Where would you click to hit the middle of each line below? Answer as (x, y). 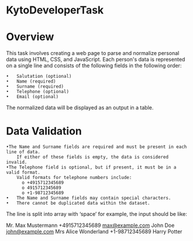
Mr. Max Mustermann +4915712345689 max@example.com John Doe (90, 225)
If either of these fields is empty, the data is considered (92, 157)
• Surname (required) (35, 87)
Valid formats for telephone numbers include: (74, 178)
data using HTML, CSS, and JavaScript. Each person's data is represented (96, 60)
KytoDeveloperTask (55, 10)
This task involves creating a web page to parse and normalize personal (93, 53)
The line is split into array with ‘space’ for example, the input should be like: (96, 214)
